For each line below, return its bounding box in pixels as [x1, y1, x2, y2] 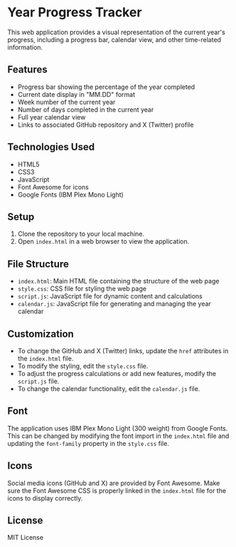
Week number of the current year [17, 98, 116, 106]
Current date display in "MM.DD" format [17, 90, 136, 98]
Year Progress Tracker [7, 4, 142, 21]
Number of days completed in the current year [17, 105, 154, 114]
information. [7, 43, 43, 51]
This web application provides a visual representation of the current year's [7, 28, 225, 36]
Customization [7, 328, 75, 340]
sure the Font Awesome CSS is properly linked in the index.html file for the [7, 486, 226, 495]
